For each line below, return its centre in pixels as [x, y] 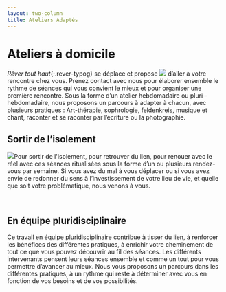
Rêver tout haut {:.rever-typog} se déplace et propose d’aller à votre [107, 74]
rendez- [204, 164]
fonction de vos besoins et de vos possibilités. [73, 281]
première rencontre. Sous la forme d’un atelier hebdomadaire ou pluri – [108, 96]
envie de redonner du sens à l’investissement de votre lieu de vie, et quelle [113, 179]
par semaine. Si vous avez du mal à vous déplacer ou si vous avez [116, 171]
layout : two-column [35, 13]
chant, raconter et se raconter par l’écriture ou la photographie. [97, 117]
